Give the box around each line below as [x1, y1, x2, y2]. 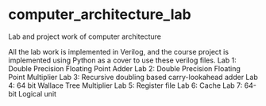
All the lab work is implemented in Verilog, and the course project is [8, 47, 229, 56]
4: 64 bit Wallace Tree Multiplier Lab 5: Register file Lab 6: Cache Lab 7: [8, 81, 243, 90]
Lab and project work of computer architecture [8, 32, 161, 41]
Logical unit [18, 89, 57, 98]
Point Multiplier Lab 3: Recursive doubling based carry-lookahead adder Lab [8, 72, 258, 81]
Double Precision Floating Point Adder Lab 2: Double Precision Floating [8, 63, 241, 73]
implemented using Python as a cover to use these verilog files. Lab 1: [8, 55, 237, 65]
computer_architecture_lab [8, 6, 192, 24]
